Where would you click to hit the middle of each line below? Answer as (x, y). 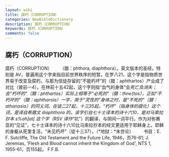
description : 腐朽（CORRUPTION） (39, 24)
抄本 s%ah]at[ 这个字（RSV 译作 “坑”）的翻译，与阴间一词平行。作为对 (78, 119)
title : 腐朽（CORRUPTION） (32, 15)
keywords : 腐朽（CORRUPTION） (35, 29)
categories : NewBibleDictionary (39, 19)
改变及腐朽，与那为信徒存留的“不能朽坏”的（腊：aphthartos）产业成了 (91, 81)
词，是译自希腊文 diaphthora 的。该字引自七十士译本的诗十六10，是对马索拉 (84, 112)
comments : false (22, 33)
